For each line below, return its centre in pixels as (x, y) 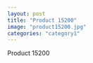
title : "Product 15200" (42, 20)
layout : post (26, 14)
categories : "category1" (44, 33)
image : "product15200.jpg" (47, 27)
